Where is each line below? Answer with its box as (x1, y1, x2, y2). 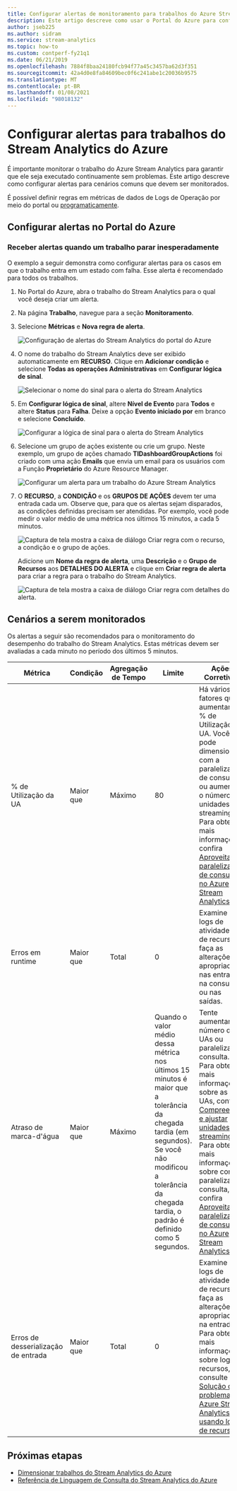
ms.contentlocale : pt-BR (7, 83, 80, 90)
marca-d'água (11, 1131, 60, 1141)
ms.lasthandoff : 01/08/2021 (7, 89, 90, 96)
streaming (198, 1131, 233, 1141)
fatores (198, 693, 223, 703)
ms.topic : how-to (7, 43, 59, 50)
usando (198, 1417, 224, 1427)
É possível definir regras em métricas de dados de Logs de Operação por (7, 193, 221, 201)
